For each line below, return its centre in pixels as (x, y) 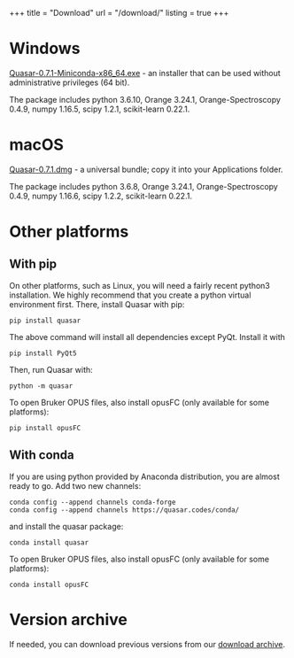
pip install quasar (45, 321)
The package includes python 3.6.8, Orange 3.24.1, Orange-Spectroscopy (144, 186)
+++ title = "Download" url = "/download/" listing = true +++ (119, 13)
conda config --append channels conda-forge (93, 502)
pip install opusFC (45, 428)
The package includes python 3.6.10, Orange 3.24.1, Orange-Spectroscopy (145, 99)
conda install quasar (49, 542)
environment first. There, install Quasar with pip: (97, 304)
